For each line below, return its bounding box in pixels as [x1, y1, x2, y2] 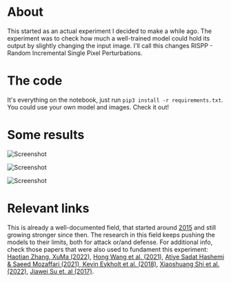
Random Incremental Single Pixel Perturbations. [7, 49, 143, 57]
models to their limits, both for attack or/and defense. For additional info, [7, 238, 213, 246]
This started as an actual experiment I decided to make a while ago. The [7, 27, 212, 35]
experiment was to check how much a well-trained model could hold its [7, 34, 210, 42]
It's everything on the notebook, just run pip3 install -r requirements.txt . [7, 96, 223, 104]
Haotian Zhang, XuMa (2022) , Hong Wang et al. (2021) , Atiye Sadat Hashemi [7, 252, 225, 261]
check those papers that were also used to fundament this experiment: [7, 245, 208, 253]
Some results [7, 127, 85, 143]
